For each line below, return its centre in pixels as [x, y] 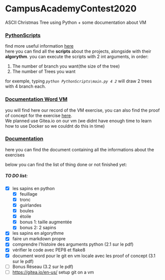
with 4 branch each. [26, 86]
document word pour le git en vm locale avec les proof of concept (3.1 [84, 256]
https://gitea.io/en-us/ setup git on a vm [53, 272]
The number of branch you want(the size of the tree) [66, 66]
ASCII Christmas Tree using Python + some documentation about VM [76, 22]
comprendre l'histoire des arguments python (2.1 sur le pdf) [73, 244]
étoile [25, 216]
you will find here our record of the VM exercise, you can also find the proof [82, 110]
